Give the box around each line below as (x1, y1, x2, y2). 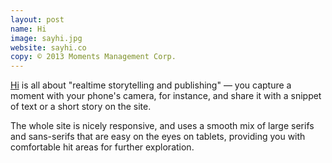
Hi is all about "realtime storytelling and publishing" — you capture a (10, 79, 292, 91)
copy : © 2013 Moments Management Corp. (10, 52, 177, 62)
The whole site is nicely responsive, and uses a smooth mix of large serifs (10, 120, 315, 132)
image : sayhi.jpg (10, 33, 83, 43)
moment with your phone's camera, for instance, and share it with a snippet (10, 90, 322, 102)
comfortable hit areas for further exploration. (10, 141, 195, 153)
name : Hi (10, 24, 47, 34)
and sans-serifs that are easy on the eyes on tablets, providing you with (10, 131, 306, 143)
